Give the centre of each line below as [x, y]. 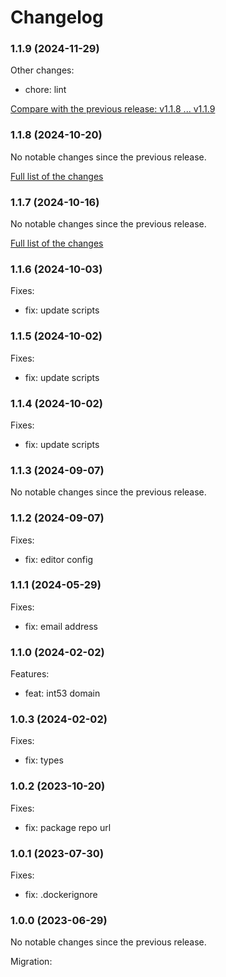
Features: [30, 674]
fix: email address [61, 626]
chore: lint [45, 90]
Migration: [31, 962]
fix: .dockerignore [61, 895]
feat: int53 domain [62, 693]
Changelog [57, 17]
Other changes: [42, 70]
